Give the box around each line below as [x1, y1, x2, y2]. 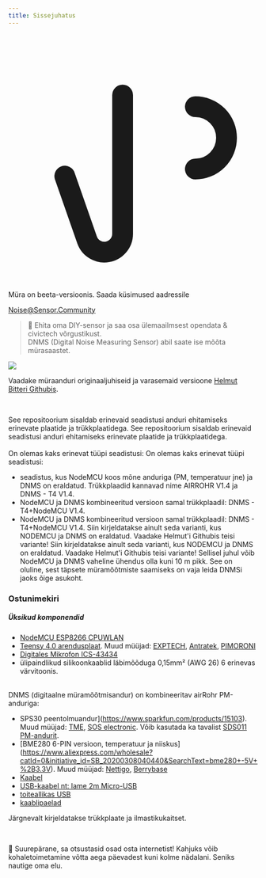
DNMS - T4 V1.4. [19, 488, 75, 499]
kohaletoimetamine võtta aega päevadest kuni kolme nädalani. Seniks [8, 852, 235, 861]
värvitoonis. [19, 666, 59, 675]
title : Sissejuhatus [8, 11, 77, 20]
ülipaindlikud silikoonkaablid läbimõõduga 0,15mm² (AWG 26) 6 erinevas [19, 658, 256, 667]
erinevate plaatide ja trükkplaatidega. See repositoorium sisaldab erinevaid [8, 423, 252, 432]
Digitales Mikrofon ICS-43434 [19, 649, 119, 659]
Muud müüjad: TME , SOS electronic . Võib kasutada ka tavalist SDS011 [19, 722, 248, 732]
